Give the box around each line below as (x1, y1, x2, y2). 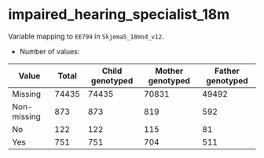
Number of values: (19, 46, 80, 56)
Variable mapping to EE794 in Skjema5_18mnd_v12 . (8, 31, 164, 41)
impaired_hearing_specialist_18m (8, 6, 230, 24)
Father (214, 65, 240, 76)
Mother (155, 65, 183, 76)
